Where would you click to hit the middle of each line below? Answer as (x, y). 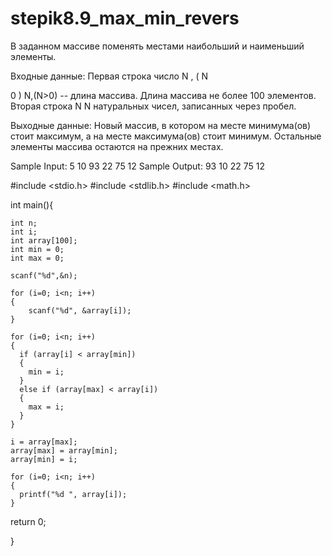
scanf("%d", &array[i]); (80, 310)
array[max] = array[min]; (64, 450)
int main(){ (32, 204)
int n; (24, 223)
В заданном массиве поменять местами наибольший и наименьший (157, 46)
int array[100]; (44, 240)
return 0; (28, 521)
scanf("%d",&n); (44, 275)
